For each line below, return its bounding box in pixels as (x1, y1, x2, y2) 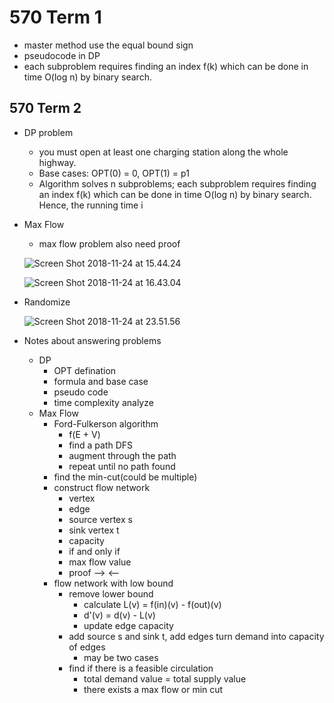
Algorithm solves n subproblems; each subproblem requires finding (38, 177, 317, 190)
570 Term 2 (9, 100, 82, 117)
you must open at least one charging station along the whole (38, 146, 289, 158)
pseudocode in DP (23, 49, 101, 61)
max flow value (68, 556, 132, 568)
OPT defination (53, 364, 117, 376)
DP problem (23, 126, 74, 138)
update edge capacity (83, 619, 174, 631)
